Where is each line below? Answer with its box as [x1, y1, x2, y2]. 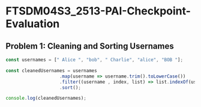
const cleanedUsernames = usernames [5, 67, 97, 73]
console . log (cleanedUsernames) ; [5, 95, 86, 102]
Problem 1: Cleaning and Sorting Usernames [5, 41, 175, 51]
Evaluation [5, 17, 60, 31]
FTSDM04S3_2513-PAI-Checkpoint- [5, 4, 191, 18]
